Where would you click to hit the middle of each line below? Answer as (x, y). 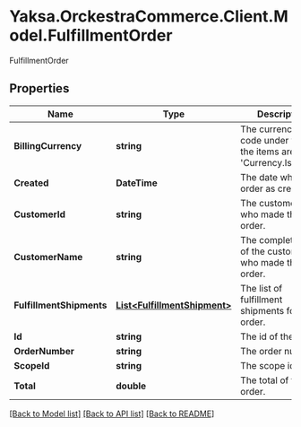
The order (261, 351)
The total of (265, 380)
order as (258, 188)
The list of (262, 288)
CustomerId (39, 214)
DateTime (137, 183)
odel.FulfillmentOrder (91, 35)
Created (31, 183)
